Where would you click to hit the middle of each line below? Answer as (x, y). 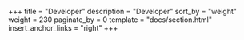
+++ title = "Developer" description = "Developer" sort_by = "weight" (123, 11)
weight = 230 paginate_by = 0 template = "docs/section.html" (110, 20)
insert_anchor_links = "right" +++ (63, 28)
